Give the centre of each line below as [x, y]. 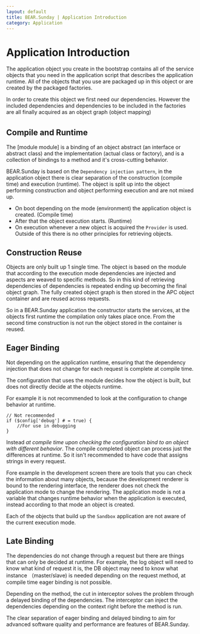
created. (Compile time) [44, 215]
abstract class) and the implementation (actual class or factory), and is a [95, 153]
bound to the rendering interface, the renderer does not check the [87, 485]
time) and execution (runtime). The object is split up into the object [88, 184]
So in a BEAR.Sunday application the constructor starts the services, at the [98, 310]
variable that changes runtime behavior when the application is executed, [96, 498]
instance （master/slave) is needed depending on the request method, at [96, 575]
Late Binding [30, 541]
